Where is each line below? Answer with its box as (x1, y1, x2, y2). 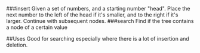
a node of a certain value (6, 24, 67, 31)
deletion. (6, 41, 28, 48)
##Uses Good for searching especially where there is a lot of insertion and (6, 35, 189, 42)
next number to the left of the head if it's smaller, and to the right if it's (6, 11, 179, 18)
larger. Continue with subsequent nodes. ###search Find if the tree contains (6, 18, 194, 24)
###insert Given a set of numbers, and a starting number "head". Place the (6, 5, 190, 12)
